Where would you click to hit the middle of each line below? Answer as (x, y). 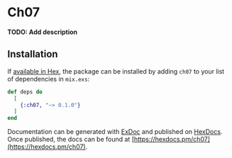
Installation (33, 54)
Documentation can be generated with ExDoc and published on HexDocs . (115, 132)
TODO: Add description (43, 32)
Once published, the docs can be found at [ (71, 140)
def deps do (25, 92)
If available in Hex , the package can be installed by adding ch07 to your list (116, 71)
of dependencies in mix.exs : (49, 79)
